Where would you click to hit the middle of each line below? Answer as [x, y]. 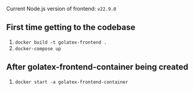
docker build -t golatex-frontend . [61, 42]
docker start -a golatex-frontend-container [71, 82]
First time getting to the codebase [71, 27]
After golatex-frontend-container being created [97, 67]
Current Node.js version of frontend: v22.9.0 [61, 9]
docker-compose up [38, 48]
